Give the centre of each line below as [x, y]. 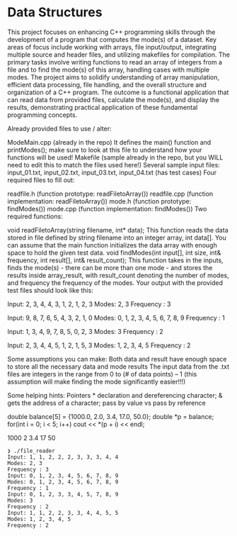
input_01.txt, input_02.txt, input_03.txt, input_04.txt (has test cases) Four [112, 172]
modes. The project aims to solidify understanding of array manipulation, [114, 77]
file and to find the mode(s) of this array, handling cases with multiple [109, 69]
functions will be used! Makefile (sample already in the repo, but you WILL [115, 157]
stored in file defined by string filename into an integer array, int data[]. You [117, 238]
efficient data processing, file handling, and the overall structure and [107, 84]
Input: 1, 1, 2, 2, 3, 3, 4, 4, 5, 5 [63, 513]
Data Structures [55, 12]
